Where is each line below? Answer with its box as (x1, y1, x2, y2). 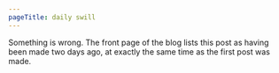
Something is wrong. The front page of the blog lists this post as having (8, 37, 269, 47)
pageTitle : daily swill (8, 12, 97, 22)
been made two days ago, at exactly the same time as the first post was (8, 46, 271, 57)
